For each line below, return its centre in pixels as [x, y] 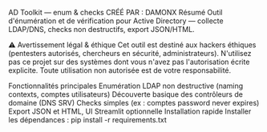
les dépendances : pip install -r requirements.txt [87, 120]
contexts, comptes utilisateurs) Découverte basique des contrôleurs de [125, 94]
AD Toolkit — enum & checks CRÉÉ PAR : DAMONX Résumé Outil [115, 12]
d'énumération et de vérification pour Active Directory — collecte [116, 21]
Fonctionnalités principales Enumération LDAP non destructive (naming [126, 86]
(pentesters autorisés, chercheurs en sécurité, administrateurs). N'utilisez [130, 53]
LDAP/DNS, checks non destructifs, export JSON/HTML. [101, 29]
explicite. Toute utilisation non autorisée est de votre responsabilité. [120, 70]
